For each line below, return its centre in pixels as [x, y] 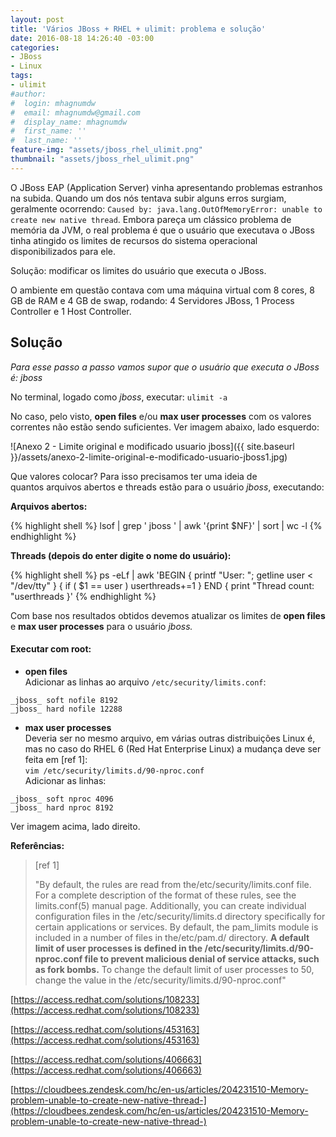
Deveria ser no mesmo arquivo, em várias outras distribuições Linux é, [170, 738]
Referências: [37, 845]
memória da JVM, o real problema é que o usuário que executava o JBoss [162, 230]
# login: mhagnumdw [53, 103]
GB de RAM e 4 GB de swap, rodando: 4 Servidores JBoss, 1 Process [152, 300]
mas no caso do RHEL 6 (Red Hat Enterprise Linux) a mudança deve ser [173, 748]
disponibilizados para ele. [63, 251]
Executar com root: [51, 649]
